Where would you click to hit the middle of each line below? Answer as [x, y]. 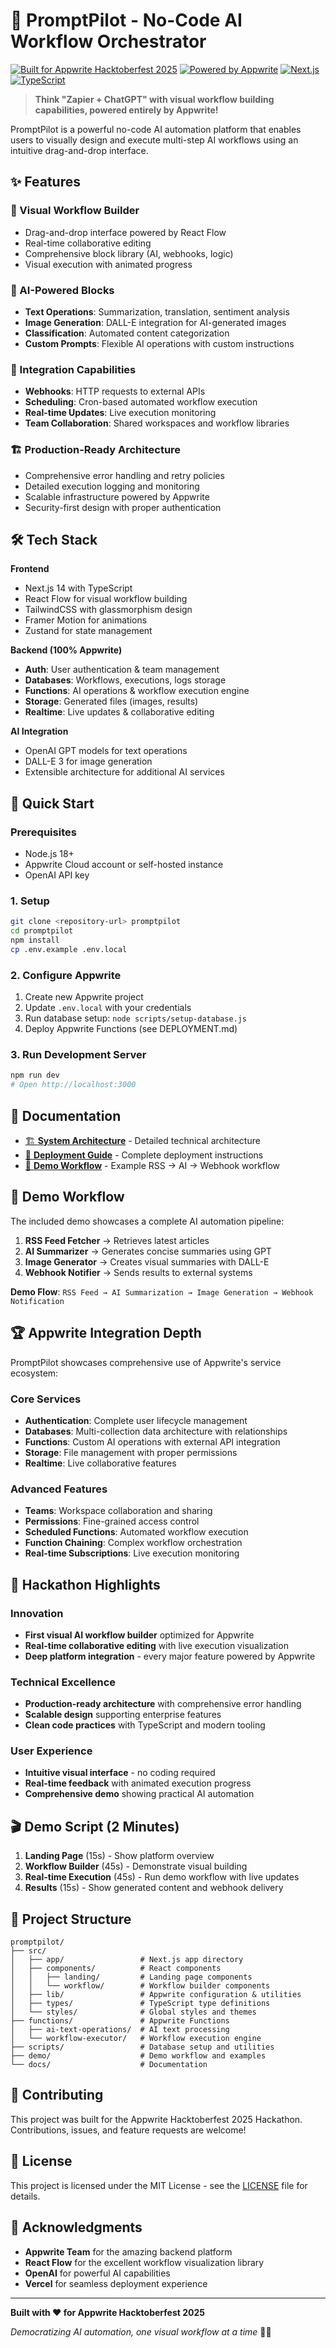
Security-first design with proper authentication [123, 507]
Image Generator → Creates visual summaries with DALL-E [147, 1261]
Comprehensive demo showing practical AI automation [139, 1794]
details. [25, 2196]
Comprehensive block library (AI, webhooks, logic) [129, 253]
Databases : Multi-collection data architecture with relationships [156, 1431]
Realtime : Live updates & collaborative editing [119, 712]
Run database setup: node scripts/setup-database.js [136, 1018]
